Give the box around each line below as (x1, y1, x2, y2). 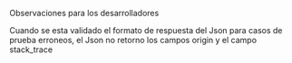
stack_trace (9, 44, 53, 55)
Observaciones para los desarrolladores (9, 8, 160, 18)
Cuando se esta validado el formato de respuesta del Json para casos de (9, 25, 283, 35)
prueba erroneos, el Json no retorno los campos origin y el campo (9, 35, 257, 45)
